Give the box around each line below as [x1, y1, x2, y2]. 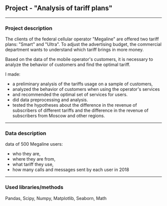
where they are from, [12, 156, 56, 162]
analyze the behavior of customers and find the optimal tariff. [5, 62, 131, 68]
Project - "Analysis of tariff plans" [5, 4, 113, 12]
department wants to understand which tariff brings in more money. [5, 47, 144, 53]
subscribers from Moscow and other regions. [12, 113, 105, 119]
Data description [5, 130, 46, 137]
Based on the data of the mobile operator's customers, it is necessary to [5, 56, 153, 62]
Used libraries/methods [5, 184, 64, 191]
